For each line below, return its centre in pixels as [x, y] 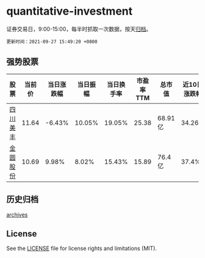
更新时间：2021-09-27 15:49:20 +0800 [52, 42]
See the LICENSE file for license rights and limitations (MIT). [82, 248]
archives [17, 215]
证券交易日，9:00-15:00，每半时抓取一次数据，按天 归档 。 [79, 29]
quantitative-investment [70, 11]
